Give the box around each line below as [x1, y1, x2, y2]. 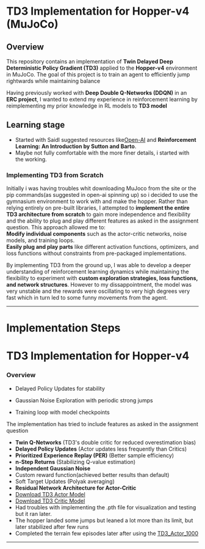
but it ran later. [15, 510, 52, 517]
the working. [15, 155, 47, 163]
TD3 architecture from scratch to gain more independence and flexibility [6, 211, 191, 218]
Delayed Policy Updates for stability [15, 385, 106, 392]
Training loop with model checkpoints [15, 408, 110, 416]
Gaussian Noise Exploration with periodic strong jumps [15, 396, 154, 404]
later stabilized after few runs [15, 523, 89, 530]
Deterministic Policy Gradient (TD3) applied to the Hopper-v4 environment [6, 64, 198, 72]
